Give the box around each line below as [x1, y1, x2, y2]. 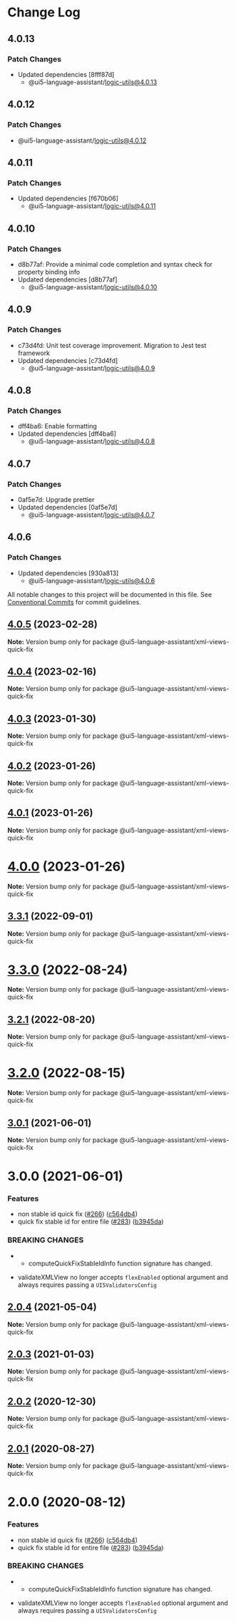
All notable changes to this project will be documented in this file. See [7, 590, 212, 599]
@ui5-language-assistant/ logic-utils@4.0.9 [28, 364, 155, 372]
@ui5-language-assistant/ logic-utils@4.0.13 [28, 78, 158, 86]
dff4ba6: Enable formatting [17, 422, 98, 431]
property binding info [17, 267, 81, 276]
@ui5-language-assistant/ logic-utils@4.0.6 [28, 576, 155, 585]
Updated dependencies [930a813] [17, 568, 119, 578]
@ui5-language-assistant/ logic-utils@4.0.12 [17, 136, 147, 145]
